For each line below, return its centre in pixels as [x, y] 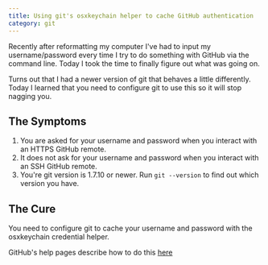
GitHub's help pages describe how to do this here [91, 253]
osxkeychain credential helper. [59, 237]
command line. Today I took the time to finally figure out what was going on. [134, 63]
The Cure [32, 209]
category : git [32, 23]
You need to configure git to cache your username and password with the [130, 228]
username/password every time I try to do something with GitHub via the [129, 55]
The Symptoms [47, 121]
